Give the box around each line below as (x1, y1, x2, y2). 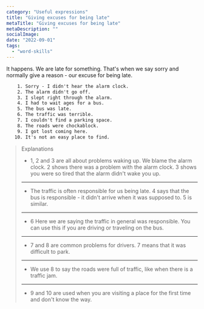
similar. (30, 200, 49, 207)
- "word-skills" (12, 49, 53, 55)
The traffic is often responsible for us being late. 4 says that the (30, 187, 189, 194)
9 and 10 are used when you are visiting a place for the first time (30, 289, 191, 296)
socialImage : (6, 32, 39, 38)
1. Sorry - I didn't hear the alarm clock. (17, 83, 129, 89)
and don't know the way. (30, 296, 92, 303)
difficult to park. (30, 248, 70, 255)
